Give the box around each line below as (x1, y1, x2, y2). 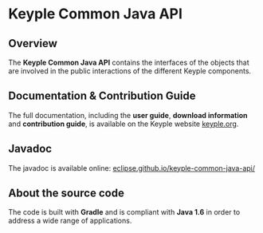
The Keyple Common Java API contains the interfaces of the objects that (8, 57, 249, 67)
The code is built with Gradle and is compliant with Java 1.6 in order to (8, 207, 241, 217)
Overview (8, 37, 58, 50)
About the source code (8, 187, 125, 200)
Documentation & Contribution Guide (8, 89, 197, 103)
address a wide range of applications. (8, 216, 132, 226)
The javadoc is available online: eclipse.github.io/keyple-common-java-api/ (8, 163, 256, 172)
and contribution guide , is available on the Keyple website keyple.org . (8, 119, 239, 128)
